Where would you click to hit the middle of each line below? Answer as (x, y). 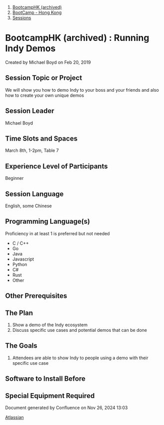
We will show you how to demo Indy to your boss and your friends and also (82, 90)
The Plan (19, 313)
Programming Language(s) (48, 221)
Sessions (22, 18)
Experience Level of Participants (56, 166)
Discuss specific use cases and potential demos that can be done (80, 330)
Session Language (34, 194)
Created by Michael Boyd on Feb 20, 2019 (48, 62)
